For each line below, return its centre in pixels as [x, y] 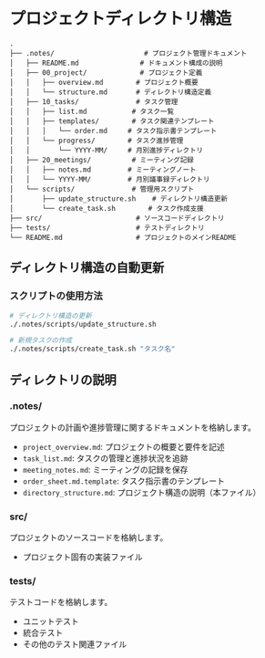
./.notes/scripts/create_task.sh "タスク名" [92, 349]
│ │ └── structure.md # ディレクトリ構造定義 [111, 92]
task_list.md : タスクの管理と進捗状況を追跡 [105, 458]
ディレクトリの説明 [63, 380]
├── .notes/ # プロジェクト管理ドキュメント [128, 53]
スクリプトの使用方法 [56, 296]
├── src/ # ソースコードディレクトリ [117, 218]
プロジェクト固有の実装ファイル [82, 557]
